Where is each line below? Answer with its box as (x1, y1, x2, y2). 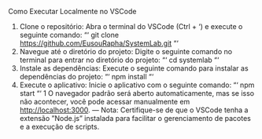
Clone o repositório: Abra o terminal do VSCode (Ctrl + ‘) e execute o (19, 22, 243, 31)
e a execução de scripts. (19, 122, 100, 131)
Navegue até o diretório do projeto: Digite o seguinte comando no (19, 47, 233, 56)
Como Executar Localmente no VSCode (8, 7, 137, 16)
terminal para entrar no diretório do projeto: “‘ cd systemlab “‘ (19, 55, 220, 64)
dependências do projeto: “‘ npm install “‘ (19, 72, 154, 81)
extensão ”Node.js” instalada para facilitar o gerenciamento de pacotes (19, 114, 252, 123)
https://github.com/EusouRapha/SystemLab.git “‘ (19, 38, 179, 48)
